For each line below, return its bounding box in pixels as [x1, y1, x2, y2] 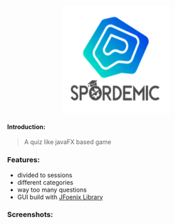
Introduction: [7, 123, 46, 131]
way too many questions [17, 185, 87, 194]
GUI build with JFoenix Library [17, 192, 103, 201]
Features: [7, 155, 40, 165]
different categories [17, 178, 74, 186]
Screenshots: [7, 210, 54, 219]
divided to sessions [17, 171, 72, 179]
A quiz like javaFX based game [23, 138, 112, 146]
